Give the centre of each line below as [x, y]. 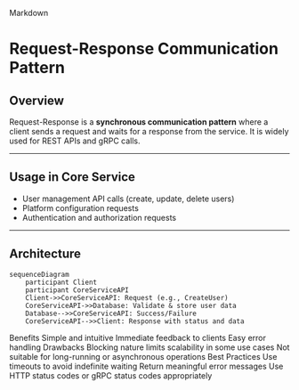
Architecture [45, 254]
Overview [37, 100]
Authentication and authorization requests [99, 217]
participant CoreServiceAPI [77, 290]
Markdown [29, 13]
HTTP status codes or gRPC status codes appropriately [111, 375]
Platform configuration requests [81, 207]
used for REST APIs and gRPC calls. [75, 141]
